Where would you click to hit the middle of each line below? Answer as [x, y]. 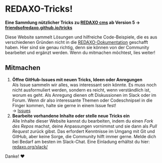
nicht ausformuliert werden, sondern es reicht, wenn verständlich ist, [81, 90]
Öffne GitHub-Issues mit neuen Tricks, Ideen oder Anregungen [77, 79]
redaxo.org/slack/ [30, 146]
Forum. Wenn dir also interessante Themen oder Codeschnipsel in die [82, 100]
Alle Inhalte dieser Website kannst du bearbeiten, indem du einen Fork [83, 121]
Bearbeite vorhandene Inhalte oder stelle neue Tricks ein [71, 116]
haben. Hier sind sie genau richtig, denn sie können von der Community [77, 47]
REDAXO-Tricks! [39, 9]
